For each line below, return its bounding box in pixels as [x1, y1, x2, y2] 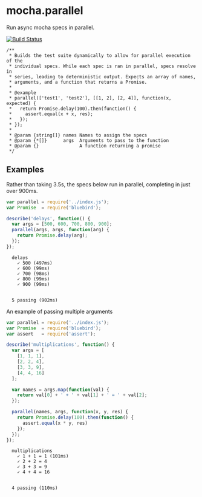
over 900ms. [6, 187, 38, 194]
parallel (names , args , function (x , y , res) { [11, 409, 129, 415]
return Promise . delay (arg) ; [17, 232, 88, 238]
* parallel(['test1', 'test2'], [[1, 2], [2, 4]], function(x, [8, 95, 172, 101]
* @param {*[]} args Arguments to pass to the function [8, 137, 169, 143]
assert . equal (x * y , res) [22, 420, 88, 426]
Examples [6, 164, 44, 175]
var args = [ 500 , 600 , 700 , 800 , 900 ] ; [11, 221, 112, 228]
